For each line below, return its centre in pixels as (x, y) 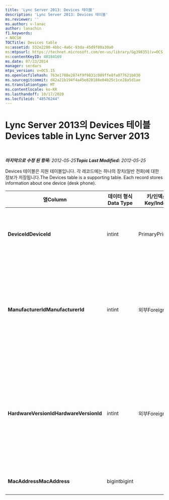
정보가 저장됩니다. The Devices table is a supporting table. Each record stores (84, 178)
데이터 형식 (120, 197)
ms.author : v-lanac (26, 24)
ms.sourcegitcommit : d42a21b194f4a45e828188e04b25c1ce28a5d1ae (73, 80)
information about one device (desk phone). (51, 183)
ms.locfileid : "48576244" (32, 99)
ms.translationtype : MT (30, 85)
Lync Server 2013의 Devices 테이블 (78, 125)
